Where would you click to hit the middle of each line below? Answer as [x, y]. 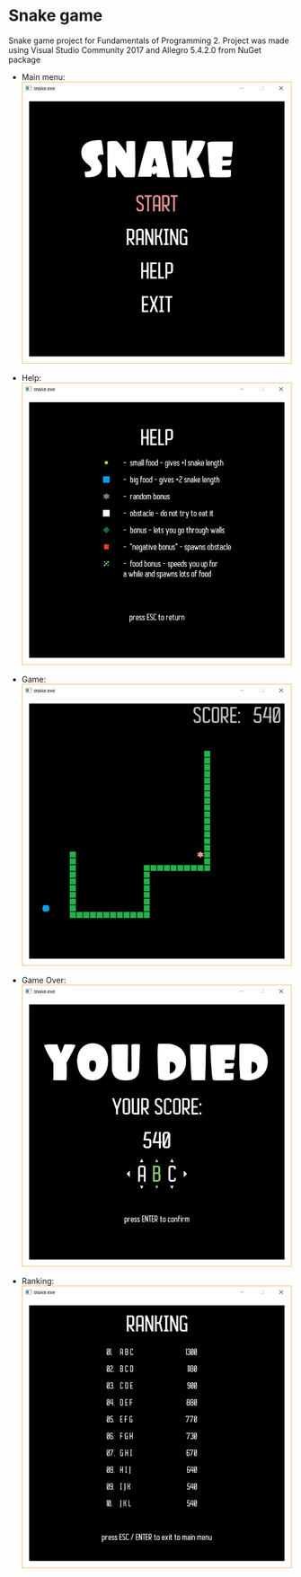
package [25, 59]
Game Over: [44, 980]
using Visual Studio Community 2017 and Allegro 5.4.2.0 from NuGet [135, 49]
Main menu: [43, 76]
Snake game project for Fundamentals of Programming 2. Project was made [149, 40]
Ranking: [38, 1282]
